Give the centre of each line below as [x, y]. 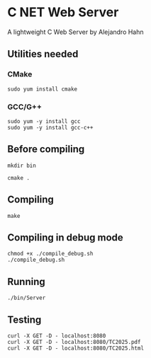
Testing [24, 319]
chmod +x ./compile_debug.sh [50, 254]
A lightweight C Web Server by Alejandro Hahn [75, 32]
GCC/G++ [25, 107]
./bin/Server [27, 298]
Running [27, 281]
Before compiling [46, 149]
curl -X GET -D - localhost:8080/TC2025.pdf [74, 342]
